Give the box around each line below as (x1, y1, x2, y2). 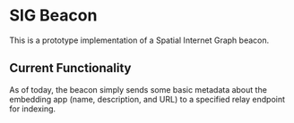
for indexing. (9, 103, 56, 114)
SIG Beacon (9, 5, 98, 26)
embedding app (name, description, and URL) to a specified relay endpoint (9, 94, 285, 104)
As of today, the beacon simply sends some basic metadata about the (9, 84, 267, 94)
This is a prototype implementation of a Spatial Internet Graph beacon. (9, 35, 270, 45)
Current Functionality (9, 61, 132, 76)
